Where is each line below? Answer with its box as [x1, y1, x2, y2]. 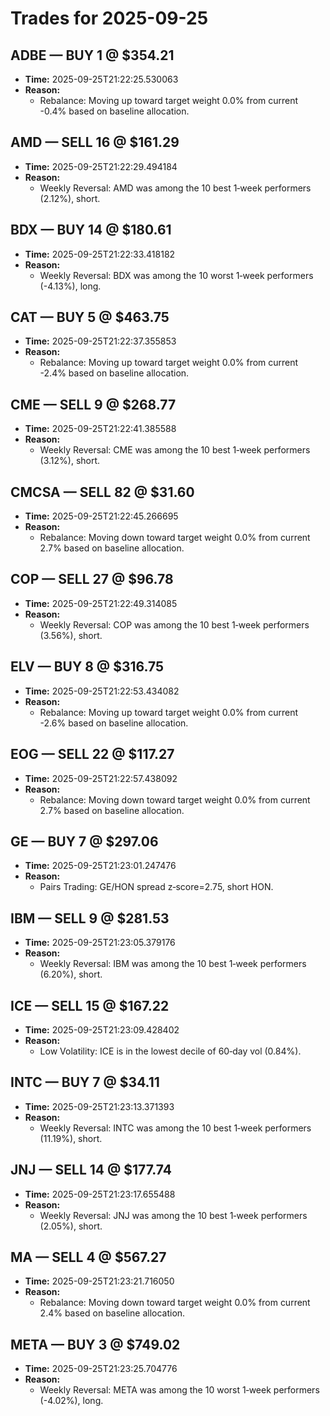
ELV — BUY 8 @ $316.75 [10, 658, 165, 676]
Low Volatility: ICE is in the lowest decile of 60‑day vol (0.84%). [39, 1045, 302, 1057]
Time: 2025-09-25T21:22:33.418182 [24, 248, 176, 260]
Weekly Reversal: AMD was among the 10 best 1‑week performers [39, 182, 312, 194]
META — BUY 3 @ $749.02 [10, 1336, 181, 1353]
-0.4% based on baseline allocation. [39, 105, 190, 117]
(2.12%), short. [39, 192, 101, 204]
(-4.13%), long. [39, 280, 102, 292]
